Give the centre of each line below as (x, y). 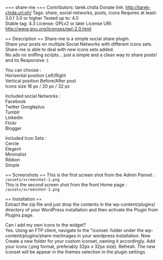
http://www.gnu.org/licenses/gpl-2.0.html (48, 29)
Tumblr (13, 112)
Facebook (16, 101)
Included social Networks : (33, 96)
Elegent (13, 149)
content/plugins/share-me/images (41, 236)
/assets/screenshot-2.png (32, 190)
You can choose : (23, 70)
